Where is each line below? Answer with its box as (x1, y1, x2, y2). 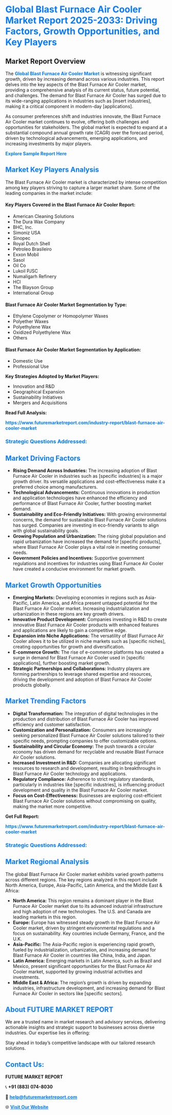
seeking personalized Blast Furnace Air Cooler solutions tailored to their (12, 732, 165, 739)
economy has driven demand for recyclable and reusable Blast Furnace (12, 748, 164, 754)
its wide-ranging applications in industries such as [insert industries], (5, 98, 151, 104)
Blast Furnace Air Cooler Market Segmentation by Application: (5, 346, 141, 353)
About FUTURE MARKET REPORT (5, 1005, 114, 1014)
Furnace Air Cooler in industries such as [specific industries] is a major (12, 473, 163, 479)
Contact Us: (5, 1060, 45, 1069)
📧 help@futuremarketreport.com (5, 1094, 78, 1100)
